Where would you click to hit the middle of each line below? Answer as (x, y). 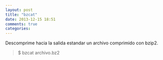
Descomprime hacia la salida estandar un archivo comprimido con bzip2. (82, 43)
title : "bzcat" (21, 15)
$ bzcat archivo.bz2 (39, 53)
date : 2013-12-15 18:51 (31, 19)
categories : (18, 29)
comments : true (21, 24)
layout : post (19, 10)
